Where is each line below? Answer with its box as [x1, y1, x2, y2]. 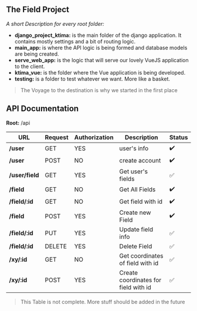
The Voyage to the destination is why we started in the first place [20, 86, 178, 93]
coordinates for [119, 276, 162, 284]
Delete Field [119, 242, 152, 250]
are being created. [14, 50, 60, 58]
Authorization [74, 133, 114, 141]
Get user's [119, 167, 148, 175]
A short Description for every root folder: [6, 20, 104, 27]
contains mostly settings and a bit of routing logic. [14, 38, 136, 45]
